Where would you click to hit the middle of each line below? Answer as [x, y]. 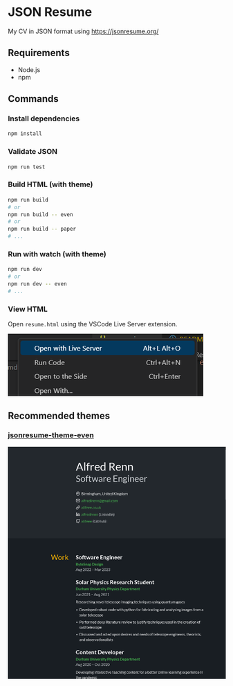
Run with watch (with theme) [57, 254]
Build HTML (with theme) [50, 184]
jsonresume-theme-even [51, 435]
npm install [25, 134]
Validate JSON [33, 152]
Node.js [29, 69]
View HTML [28, 309]
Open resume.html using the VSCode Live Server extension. [93, 324]
